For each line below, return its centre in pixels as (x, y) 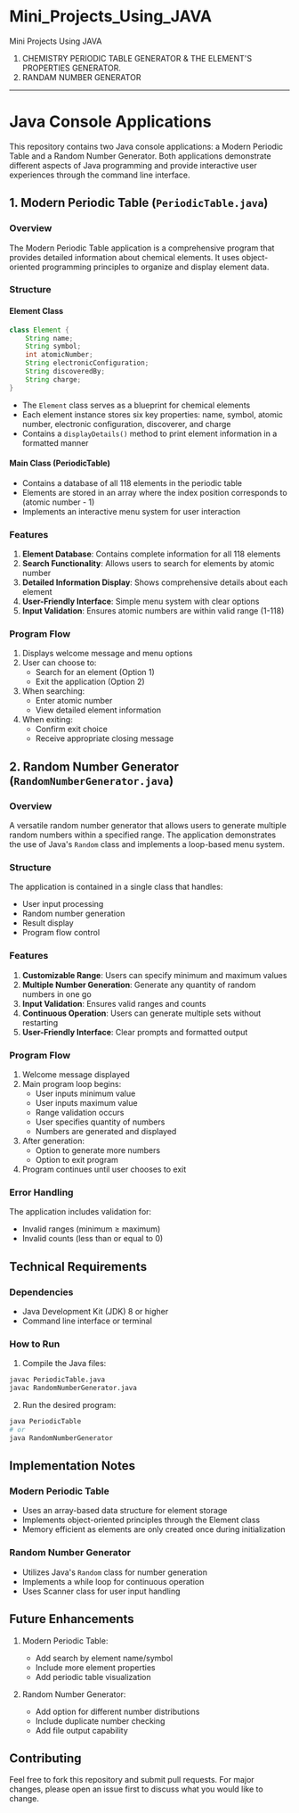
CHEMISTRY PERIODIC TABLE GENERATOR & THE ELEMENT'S (137, 58)
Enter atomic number (74, 701)
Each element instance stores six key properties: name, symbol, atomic (152, 414)
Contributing (45, 1758)
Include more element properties (95, 1667)
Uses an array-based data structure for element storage (125, 1511)
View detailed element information (98, 710)
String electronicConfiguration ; (87, 363)
